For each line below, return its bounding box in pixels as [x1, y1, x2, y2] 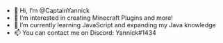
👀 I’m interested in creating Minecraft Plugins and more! [13, 14, 174, 22]
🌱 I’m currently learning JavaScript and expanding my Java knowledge [13, 21, 217, 29]
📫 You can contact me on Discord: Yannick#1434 [13, 29, 156, 37]
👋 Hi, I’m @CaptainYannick [13, 7, 90, 14]
